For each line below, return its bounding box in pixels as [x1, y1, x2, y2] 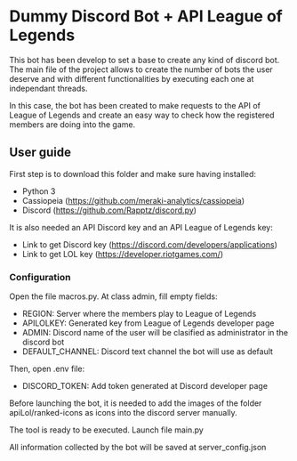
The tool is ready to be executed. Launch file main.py [9, 425, 205, 435]
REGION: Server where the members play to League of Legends [21, 309, 257, 319]
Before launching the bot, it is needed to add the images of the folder [9, 398, 262, 408]
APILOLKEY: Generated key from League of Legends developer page [21, 318, 275, 328]
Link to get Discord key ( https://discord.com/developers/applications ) [21, 239, 278, 250]
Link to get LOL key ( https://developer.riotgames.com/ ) [21, 248, 224, 259]
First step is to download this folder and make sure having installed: [9, 168, 256, 179]
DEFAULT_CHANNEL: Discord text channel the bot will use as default [21, 346, 274, 357]
